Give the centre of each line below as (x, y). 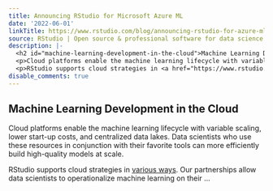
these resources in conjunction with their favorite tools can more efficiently (134, 146)
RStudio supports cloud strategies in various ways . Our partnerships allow (132, 170)
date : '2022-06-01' (41, 23)
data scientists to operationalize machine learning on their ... (110, 178)
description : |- (36, 46)
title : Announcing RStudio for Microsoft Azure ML (96, 16)
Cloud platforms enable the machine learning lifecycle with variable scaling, (135, 128)
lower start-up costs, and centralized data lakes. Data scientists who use (130, 137)
